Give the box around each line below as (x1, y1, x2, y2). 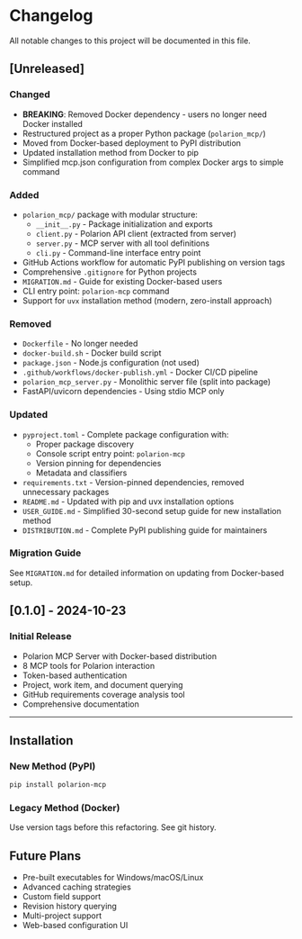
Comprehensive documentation (22, 699, 139, 709)
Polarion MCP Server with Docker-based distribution (22, 650, 218, 662)
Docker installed (22, 118, 84, 129)
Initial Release (9, 630, 72, 643)
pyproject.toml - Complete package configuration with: (22, 429, 229, 439)
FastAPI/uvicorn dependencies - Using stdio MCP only (22, 386, 225, 397)
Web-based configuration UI (22, 920, 129, 931)
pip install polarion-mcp (9, 781, 106, 790)
